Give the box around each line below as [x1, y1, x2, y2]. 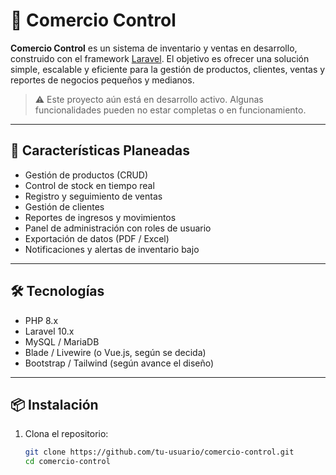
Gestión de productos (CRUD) [24, 169, 149, 181]
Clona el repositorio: [24, 428, 109, 440]
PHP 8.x [24, 314, 59, 326]
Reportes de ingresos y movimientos [24, 211, 177, 223]
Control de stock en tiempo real [24, 179, 155, 191]
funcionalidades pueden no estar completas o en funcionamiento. [34, 104, 307, 116]
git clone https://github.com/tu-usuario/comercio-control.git [24, 447, 295, 458]
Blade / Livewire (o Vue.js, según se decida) [24, 346, 207, 358]
